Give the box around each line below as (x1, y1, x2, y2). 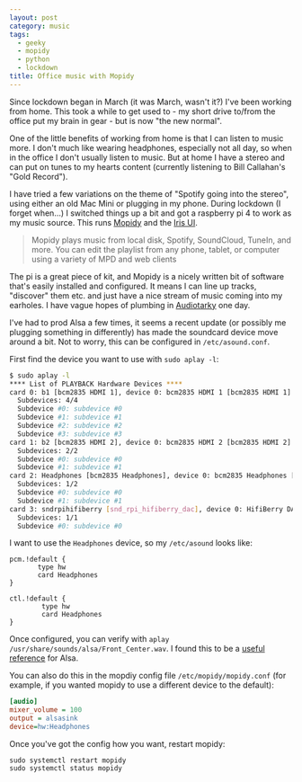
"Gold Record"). (9, 171, 68, 182)
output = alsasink (9, 714, 78, 724)
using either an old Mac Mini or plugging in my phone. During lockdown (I (9, 198, 281, 209)
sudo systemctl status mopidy (9, 763, 123, 773)
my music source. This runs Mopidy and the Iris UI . (9, 217, 198, 227)
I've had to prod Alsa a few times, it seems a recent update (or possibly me (9, 316, 287, 328)
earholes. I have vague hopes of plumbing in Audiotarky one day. (9, 299, 251, 310)
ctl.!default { (9, 594, 67, 603)
